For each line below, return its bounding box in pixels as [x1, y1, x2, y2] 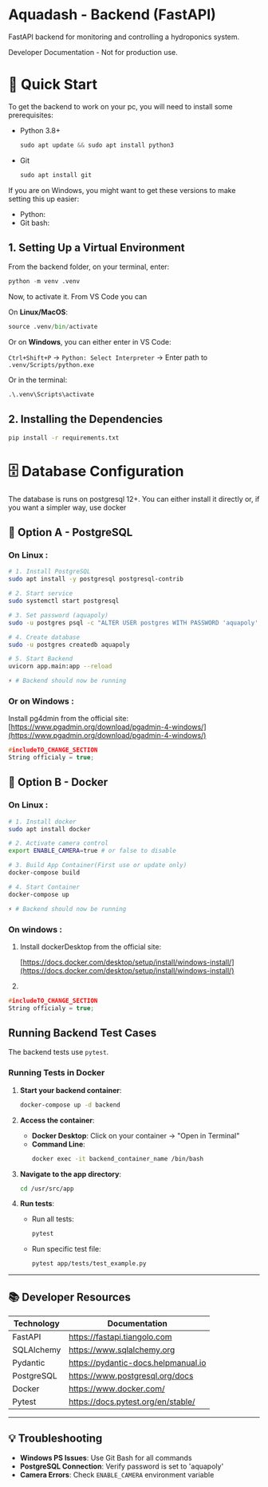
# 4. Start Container [8, 883, 81, 891]
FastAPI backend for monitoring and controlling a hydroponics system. [8, 32, 240, 41]
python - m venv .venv [8, 278, 81, 286]
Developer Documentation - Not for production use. [8, 47, 178, 57]
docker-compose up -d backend [19, 1101, 121, 1109]
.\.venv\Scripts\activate [8, 391, 94, 399]
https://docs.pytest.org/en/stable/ [69, 1396, 195, 1407]
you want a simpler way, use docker [8, 503, 127, 512]
